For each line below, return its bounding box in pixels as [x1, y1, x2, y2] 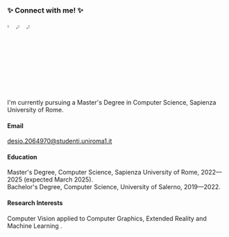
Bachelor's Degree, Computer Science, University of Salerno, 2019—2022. [7, 183, 221, 191]
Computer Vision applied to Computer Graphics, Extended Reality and [7, 214, 207, 222]
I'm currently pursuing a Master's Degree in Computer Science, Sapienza [7, 98, 217, 107]
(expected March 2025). [24, 175, 94, 184]
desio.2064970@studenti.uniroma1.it [7, 137, 112, 146]
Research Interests [7, 199, 63, 207]
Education [7, 152, 37, 161]
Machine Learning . [7, 221, 62, 230]
